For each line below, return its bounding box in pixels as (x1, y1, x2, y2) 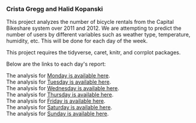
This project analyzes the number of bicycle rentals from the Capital (6, 19, 174, 26)
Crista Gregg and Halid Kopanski (6, 5, 103, 13)
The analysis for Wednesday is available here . (6, 85, 120, 92)
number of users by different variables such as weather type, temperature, (6, 31, 191, 38)
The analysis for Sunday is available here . (6, 110, 109, 118)
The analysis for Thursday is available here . (6, 91, 114, 99)
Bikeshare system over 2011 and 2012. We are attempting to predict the (6, 24, 182, 32)
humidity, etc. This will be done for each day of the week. (6, 38, 148, 45)
